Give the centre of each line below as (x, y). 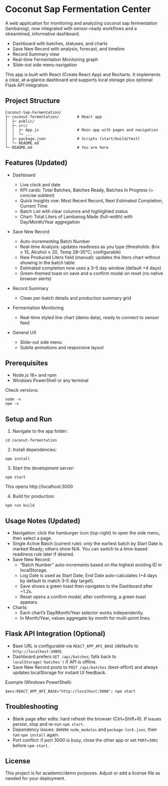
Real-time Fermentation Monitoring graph (55, 59)
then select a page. (32, 538)
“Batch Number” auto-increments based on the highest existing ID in (91, 565)
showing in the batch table (47, 263)
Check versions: (22, 390)
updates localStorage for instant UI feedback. (59, 672)
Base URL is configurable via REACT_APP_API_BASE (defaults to (75, 646)
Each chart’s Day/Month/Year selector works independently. (82, 613)
